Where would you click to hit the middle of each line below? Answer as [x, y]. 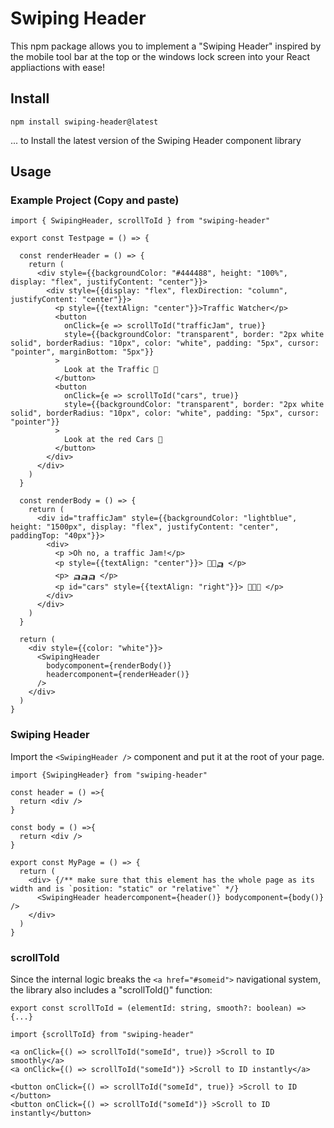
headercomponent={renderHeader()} [118, 675]
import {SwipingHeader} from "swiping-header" [109, 775]
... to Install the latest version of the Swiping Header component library [156, 140]
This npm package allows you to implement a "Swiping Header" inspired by [166, 46]
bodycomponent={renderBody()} [109, 666]
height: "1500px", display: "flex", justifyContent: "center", [145, 527]
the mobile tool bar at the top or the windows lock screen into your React [160, 56]
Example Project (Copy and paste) [95, 200]
